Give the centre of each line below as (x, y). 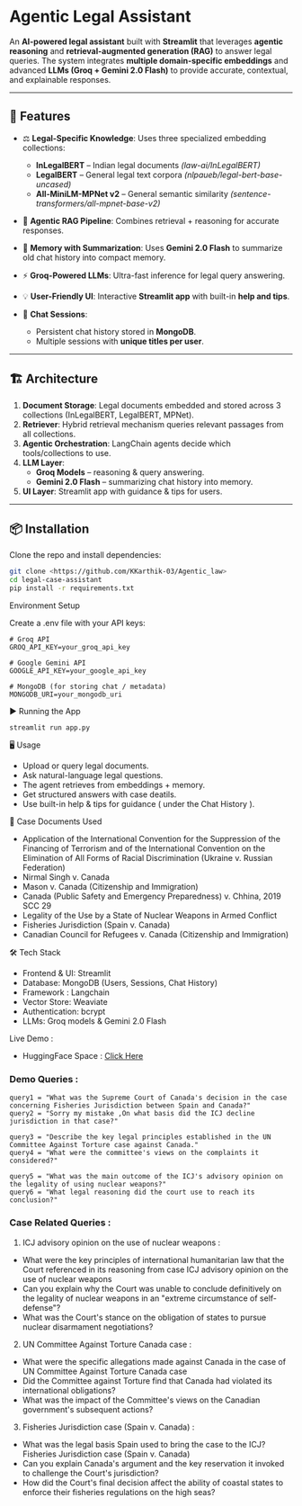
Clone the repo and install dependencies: (85, 555)
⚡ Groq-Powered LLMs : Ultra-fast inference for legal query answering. (154, 275)
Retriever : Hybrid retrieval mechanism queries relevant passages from (153, 424)
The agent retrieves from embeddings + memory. (113, 785)
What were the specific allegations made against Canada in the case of (154, 1361)
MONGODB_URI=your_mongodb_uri (66, 695)
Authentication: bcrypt (64, 1011)
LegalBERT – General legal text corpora (109, 175)
